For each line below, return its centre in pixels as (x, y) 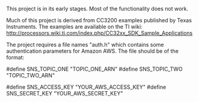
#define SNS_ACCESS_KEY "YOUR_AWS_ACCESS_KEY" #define (86, 87)
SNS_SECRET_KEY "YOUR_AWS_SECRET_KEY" (65, 93)
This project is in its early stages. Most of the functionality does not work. (97, 9)
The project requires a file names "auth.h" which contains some (85, 45)
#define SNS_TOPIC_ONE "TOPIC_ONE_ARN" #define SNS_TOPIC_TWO (95, 69)
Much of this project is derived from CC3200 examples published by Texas (99, 20)
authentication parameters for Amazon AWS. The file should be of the (93, 51)
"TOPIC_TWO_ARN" (31, 75)
